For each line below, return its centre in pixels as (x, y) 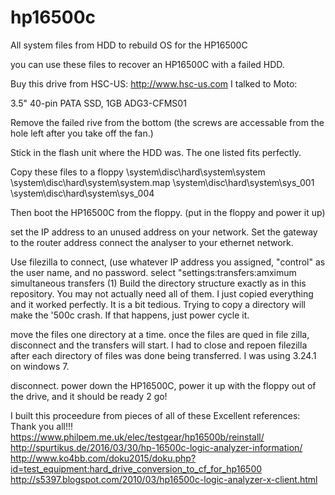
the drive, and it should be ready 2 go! (89, 396)
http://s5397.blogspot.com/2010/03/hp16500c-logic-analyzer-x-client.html (164, 479)
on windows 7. (40, 366)
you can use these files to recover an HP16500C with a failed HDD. (147, 64)
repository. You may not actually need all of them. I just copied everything (162, 293)
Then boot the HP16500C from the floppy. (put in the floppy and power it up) (168, 212)
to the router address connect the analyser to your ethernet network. (152, 242)
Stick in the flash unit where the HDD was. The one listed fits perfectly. (156, 152)
